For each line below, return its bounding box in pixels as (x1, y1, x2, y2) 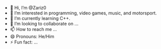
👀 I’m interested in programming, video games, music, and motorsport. (10, 10, 157, 16)
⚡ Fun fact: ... (10, 39, 38, 45)
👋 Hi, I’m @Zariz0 (10, 5, 46, 10)
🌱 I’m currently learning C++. (10, 15, 71, 21)
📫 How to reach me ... (10, 26, 57, 32)
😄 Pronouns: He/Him (10, 33, 55, 39)
